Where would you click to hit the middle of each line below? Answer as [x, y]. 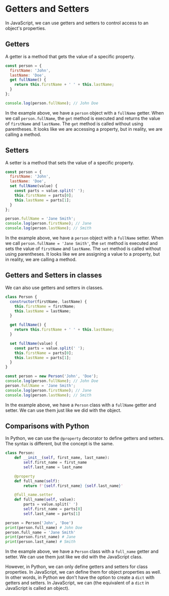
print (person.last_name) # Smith [40, 542]
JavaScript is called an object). [37, 588]
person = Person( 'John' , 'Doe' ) [39, 523]
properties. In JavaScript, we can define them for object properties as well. [83, 572]
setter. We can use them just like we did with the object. [63, 410]
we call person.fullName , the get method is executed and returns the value [83, 118]
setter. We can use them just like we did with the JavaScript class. [74, 557]
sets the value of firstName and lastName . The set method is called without [83, 249]
